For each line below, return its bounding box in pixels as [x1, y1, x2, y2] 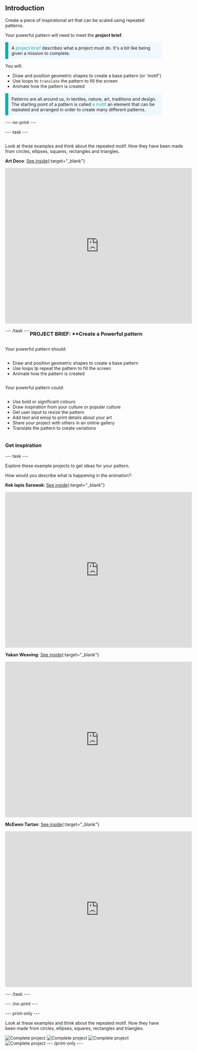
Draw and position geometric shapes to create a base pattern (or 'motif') [12, 72, 162, 79]
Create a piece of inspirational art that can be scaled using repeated [5, 17, 145, 23]
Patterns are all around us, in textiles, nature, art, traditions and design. [11, 96, 157, 102]
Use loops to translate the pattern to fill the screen [12, 78, 118, 84]
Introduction [5, 4, 45, 12]
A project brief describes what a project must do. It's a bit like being [11, 45, 151, 51]
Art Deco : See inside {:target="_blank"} [5, 158, 86, 164]
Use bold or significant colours [12, 398, 76, 405]
